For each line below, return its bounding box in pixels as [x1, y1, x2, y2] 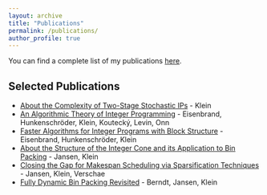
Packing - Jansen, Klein [19, 152, 99, 161]
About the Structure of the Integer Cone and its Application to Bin [19, 144, 236, 153]
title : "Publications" [8, 19, 84, 27]
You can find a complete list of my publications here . [8, 56, 182, 66]
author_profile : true [8, 34, 81, 43]
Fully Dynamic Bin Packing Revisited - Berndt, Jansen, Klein [19, 177, 218, 187]
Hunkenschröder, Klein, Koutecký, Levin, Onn [19, 118, 170, 128]
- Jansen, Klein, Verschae [19, 169, 106, 179]
